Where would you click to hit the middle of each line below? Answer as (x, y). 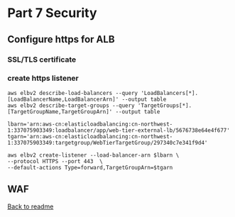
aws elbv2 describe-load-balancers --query (73, 93)
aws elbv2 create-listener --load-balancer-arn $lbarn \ (93, 155)
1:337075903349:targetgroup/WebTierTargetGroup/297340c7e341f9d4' (108, 143)
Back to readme (31, 206)
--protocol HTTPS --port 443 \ (55, 161)
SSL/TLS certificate (42, 60)
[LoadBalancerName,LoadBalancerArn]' (63, 99)
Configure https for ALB (61, 39)
